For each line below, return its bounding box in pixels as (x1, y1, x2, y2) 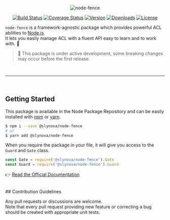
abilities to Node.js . (5, 30, 46, 35)
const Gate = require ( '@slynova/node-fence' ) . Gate (5, 157, 114, 162)
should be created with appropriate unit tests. (5, 209, 100, 215)
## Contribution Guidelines (5, 189, 62, 195)
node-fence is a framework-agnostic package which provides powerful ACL (5, 24, 162, 30)
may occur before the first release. (17, 56, 90, 62)
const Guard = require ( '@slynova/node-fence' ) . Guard (5, 162, 119, 167)
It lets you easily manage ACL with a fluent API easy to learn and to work (5, 35, 157, 41)
